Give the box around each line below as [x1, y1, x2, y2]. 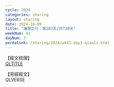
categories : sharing [5, 12, 49, 17]
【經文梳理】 [5, 55, 32, 61]
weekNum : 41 [5, 31, 30, 36]
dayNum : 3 [5, 36, 26, 41]
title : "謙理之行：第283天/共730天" [5, 26, 76, 31]
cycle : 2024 [5, 7, 30, 13]
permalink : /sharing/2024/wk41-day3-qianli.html [5, 40, 110, 46]
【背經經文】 [5, 71, 32, 77]
